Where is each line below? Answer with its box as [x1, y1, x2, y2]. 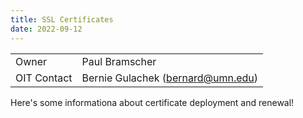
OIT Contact [15, 71, 73, 85]
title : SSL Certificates [10, 14, 114, 25]
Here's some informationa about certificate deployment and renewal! [10, 96, 295, 108]
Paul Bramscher [81, 54, 157, 68]
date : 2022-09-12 [10, 24, 83, 34]
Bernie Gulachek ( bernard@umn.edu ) [81, 71, 259, 85]
